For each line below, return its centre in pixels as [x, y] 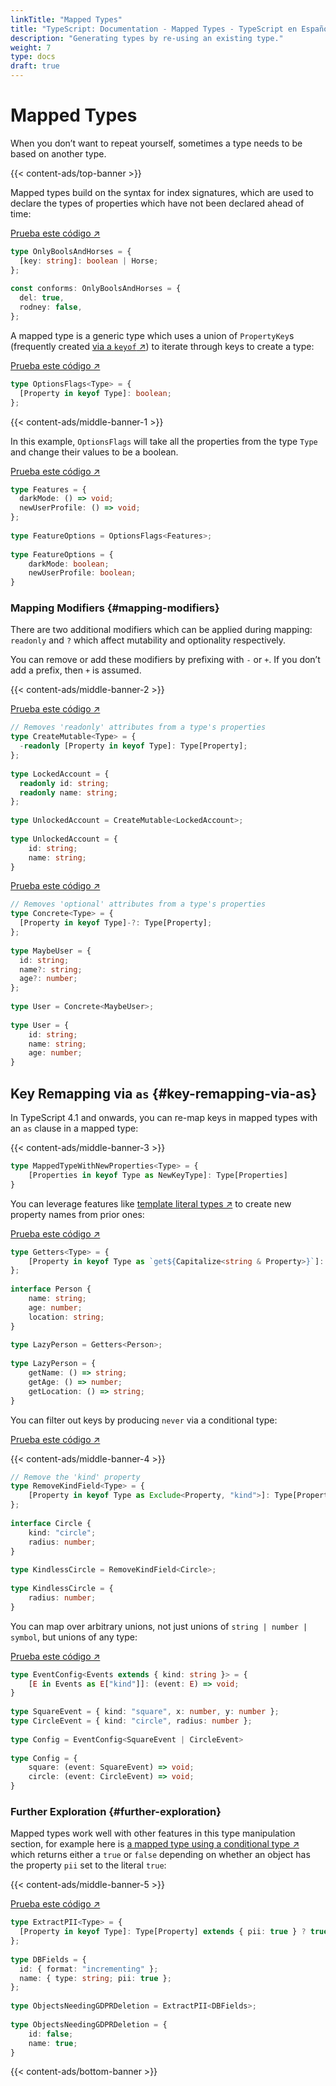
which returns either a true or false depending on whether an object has [160, 1855]
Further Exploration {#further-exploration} [116, 1811]
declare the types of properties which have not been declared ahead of [157, 203]
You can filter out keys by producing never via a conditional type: [144, 1420]
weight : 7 [31, 47]
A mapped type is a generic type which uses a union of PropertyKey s [152, 335]
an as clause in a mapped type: [74, 1128]
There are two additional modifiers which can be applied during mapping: [161, 630]
